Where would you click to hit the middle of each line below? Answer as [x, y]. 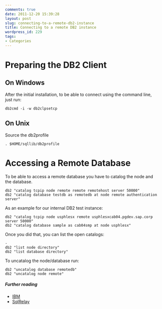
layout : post [18, 18]
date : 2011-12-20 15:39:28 [32, 14]
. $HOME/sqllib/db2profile [32, 144]
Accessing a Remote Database [68, 163]
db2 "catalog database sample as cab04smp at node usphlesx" [68, 225]
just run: [13, 99]
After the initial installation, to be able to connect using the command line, [78, 94]
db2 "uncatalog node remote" [34, 274]
